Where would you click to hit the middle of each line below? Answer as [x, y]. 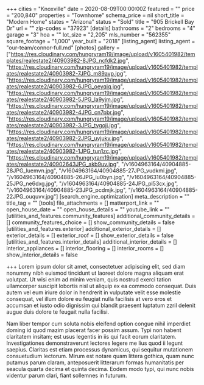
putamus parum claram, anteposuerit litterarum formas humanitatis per [95, 362]
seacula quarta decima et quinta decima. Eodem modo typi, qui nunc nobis [100, 369]
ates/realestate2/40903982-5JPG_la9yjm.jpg [63, 99]
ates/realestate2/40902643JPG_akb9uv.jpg [62, 164]
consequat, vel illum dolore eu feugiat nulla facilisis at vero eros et [89, 299]
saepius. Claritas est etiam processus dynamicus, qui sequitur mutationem [100, 349]
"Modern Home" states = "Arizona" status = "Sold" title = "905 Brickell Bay [100, 22]
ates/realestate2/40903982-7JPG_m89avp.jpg [65, 73]
